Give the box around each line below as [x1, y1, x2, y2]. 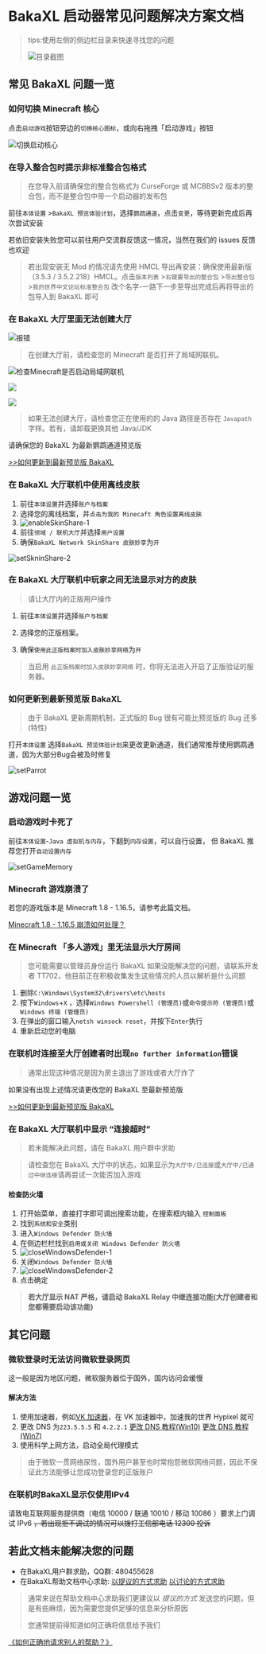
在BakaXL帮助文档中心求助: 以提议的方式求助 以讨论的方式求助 [19, 1577, 225, 1586]
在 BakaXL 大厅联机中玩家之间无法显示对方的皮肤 [8, 574, 197, 586]
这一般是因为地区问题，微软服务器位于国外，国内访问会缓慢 [8, 1373, 203, 1383]
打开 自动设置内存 [21, 846, 72, 855]
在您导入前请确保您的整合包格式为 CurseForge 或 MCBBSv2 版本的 [27, 181, 247, 191]
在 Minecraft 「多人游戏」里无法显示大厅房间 [8, 942, 181, 953]
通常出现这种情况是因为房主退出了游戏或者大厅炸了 [27, 1068, 195, 1077]
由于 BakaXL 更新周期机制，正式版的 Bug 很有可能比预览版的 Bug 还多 [27, 713, 258, 722]
